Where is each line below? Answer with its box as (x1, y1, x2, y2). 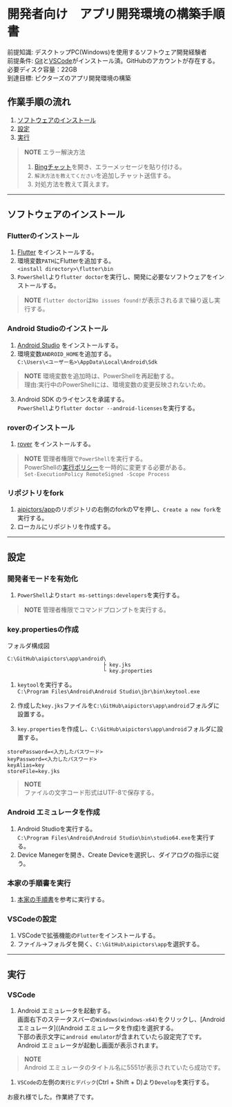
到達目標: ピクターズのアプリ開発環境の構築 (7, 73, 131, 82)
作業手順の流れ (7, 96, 71, 108)
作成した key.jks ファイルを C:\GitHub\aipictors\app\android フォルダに (17, 701, 220, 710)
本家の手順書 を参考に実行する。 (17, 895, 108, 903)
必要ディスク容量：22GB (7, 65, 77, 73)
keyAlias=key (7, 762, 45, 769)
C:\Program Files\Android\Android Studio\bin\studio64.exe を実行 (17, 833, 209, 842)
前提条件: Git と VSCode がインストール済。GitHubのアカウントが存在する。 (7, 56, 219, 64)
